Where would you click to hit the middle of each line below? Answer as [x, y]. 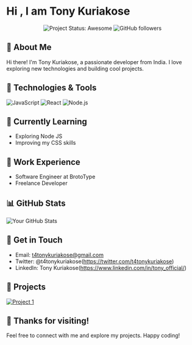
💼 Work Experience [43, 162]
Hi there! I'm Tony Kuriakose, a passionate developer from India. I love [94, 62]
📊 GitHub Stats [36, 203]
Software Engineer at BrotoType [55, 177]
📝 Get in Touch [34, 240]
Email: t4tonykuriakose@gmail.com [59, 255]
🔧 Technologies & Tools [52, 88]
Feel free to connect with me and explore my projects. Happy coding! [93, 336]
